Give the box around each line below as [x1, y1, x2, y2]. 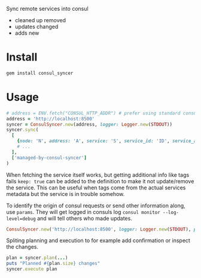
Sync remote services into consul [6, 5, 89, 12]
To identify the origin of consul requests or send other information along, [6, 202, 185, 209]
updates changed [14, 23, 59, 30]
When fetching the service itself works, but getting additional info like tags [6, 171, 190, 179]
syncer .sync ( [6, 127, 39, 133]
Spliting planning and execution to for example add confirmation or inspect [6, 237, 190, 244]
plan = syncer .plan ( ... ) [6, 255, 68, 261]
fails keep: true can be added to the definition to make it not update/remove [6, 177, 194, 185]
